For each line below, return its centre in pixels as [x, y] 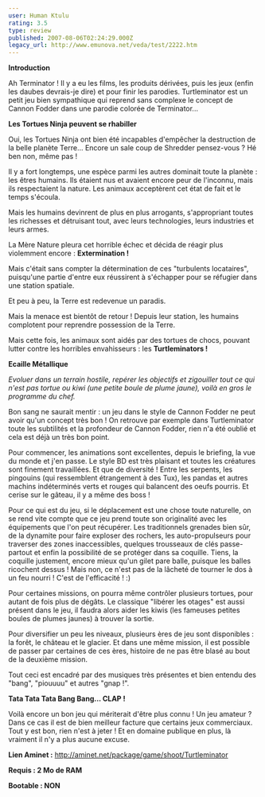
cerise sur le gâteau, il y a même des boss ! [79, 495]
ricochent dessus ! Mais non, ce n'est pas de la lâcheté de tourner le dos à [131, 570]
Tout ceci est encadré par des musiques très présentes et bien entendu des [132, 675]
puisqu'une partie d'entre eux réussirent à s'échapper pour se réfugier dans [132, 277]
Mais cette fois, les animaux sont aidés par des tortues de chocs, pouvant [129, 340]
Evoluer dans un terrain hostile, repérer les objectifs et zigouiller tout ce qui [132, 379]
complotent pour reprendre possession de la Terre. [92, 325]
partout [20, 553]
